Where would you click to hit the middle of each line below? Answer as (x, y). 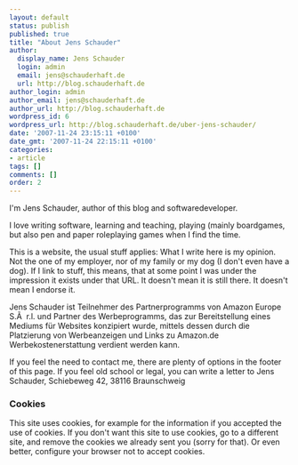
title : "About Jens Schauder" (65, 42)
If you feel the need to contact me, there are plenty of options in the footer (145, 362)
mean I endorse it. (42, 290)
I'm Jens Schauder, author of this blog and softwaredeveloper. (124, 208)
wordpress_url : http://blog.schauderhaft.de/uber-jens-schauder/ (133, 125)
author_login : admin (48, 92)
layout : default (39, 17)
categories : (31, 149)
